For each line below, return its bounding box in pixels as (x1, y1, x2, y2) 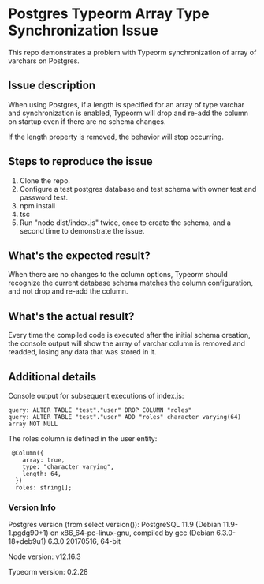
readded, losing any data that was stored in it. (8, 347, 157, 357)
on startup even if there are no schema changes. (8, 116, 166, 126)
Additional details (8, 370, 97, 384)
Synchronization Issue (8, 21, 159, 39)
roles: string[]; (15, 484, 73, 492)
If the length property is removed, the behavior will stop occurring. (8, 132, 225, 141)
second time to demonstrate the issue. (19, 226, 145, 235)
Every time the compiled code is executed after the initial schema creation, (8, 331, 251, 340)
